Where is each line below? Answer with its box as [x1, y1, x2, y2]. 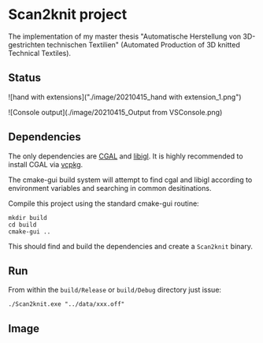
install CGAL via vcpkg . [8, 159, 83, 169]
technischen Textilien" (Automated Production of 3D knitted [46, 39, 240, 49]
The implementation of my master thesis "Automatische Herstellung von [8, 32, 242, 41]
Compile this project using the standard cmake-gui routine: [8, 199, 199, 208]
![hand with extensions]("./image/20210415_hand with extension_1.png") [8, 92, 242, 102]
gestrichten [8, 39, 46, 49]
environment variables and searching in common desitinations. [8, 183, 212, 192]
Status [8, 71, 42, 84]
